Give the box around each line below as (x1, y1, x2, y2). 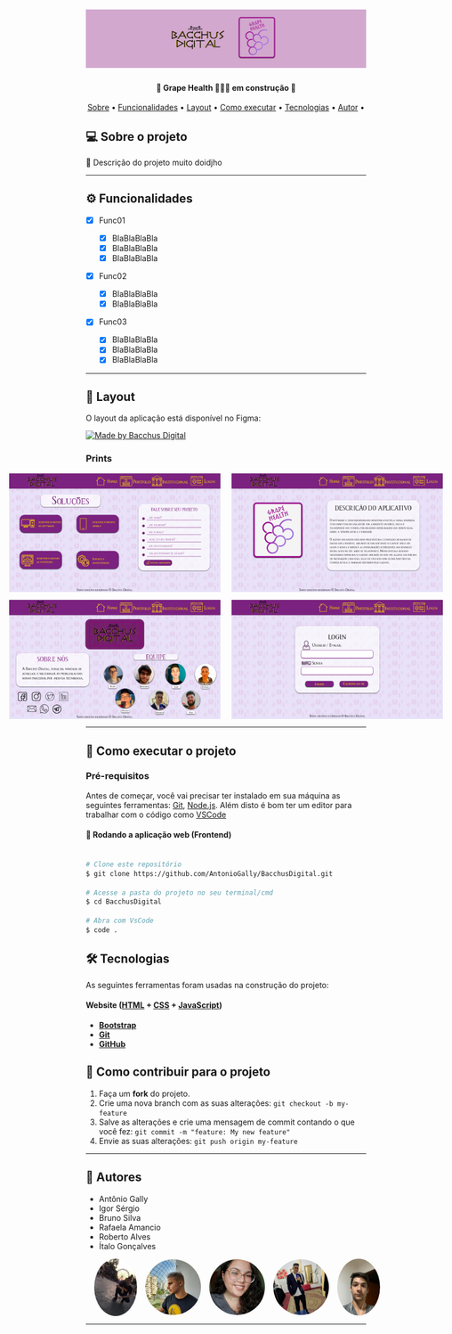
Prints (85, 453, 112, 465)
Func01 (98, 215, 125, 225)
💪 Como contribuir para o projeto (85, 1065, 270, 1080)
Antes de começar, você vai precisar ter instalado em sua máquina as (85, 790, 341, 801)
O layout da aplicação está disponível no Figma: (85, 413, 262, 423)
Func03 (98, 316, 127, 327)
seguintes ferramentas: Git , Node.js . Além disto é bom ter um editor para (85, 799, 352, 810)
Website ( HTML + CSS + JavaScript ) (85, 1000, 222, 1011)
